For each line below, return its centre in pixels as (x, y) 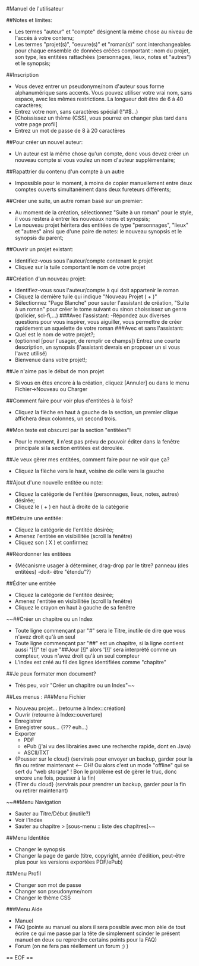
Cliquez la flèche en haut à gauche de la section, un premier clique (96, 412)
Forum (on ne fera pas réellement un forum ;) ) (72, 946)
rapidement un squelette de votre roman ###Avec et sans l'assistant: (99, 328)
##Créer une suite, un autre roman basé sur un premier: (75, 201)
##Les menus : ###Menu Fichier (46, 697)
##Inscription (23, 75)
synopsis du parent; (39, 238)
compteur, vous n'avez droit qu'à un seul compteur (77, 656)
